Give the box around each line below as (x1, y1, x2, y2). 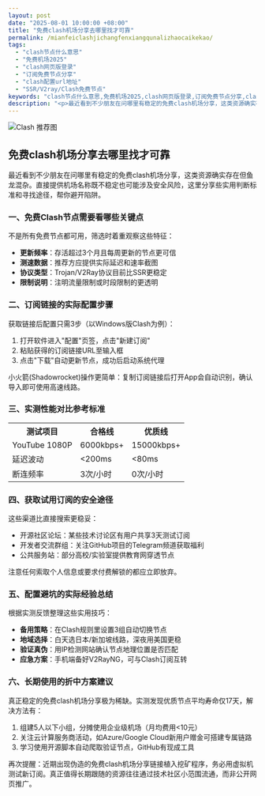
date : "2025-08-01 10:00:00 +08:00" (8, 19, 129, 27)
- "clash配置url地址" (15, 77, 81, 85)
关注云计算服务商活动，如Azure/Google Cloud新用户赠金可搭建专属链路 (19, 732, 252, 741)
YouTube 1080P (12, 439, 73, 451)
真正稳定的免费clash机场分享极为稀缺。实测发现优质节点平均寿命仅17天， (8, 696, 247, 705)
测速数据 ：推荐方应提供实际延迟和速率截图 (19, 258, 159, 267)
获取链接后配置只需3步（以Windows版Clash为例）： (8, 319, 175, 328)
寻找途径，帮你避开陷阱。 (21, 190, 105, 199)
